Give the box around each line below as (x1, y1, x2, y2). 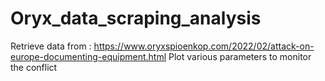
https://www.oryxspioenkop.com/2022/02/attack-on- (93, 40, 315, 52)
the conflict (10, 61, 58, 73)
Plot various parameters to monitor (168, 50, 312, 62)
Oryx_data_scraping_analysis (10, 7, 262, 30)
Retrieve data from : (10, 40, 92, 52)
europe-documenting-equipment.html (10, 50, 167, 62)
